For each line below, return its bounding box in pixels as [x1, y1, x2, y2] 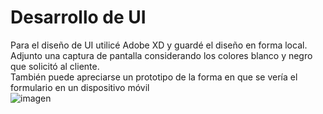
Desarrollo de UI [10, 6, 147, 29]
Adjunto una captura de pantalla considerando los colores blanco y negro [10, 49, 313, 61]
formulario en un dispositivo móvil [10, 81, 150, 93]
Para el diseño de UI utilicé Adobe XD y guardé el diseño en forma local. [10, 39, 308, 51]
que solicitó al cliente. [10, 60, 100, 72]
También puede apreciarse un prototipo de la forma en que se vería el [10, 71, 298, 83]
